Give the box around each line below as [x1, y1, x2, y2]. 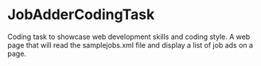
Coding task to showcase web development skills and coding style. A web [7, 32, 251, 41]
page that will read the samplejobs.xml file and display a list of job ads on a [7, 40, 254, 49]
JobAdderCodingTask [7, 6, 155, 24]
